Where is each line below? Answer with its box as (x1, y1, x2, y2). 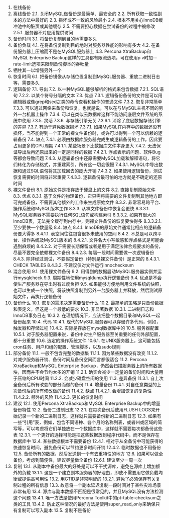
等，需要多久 (13, 80, 40, 85)
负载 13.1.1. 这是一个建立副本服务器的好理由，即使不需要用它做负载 (22, 470, 158, 475)
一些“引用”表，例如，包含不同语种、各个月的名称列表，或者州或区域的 (13, 419, 158, 425)
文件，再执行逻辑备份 (17, 294, 62, 299)
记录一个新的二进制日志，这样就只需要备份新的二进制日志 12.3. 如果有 (17, 413, 161, 419)
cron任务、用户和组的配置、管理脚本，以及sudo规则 (13, 344, 121, 350)
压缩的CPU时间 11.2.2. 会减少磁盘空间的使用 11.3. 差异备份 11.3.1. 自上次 (17, 375, 163, 381)
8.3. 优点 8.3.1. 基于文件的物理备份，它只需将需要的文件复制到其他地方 (13, 193, 158, 199)
